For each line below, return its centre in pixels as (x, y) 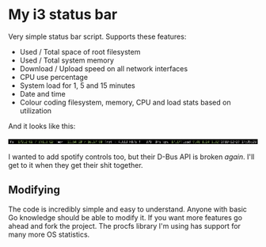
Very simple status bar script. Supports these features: (97, 36)
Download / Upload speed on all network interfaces (104, 68)
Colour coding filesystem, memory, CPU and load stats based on (125, 102)
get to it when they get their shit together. (76, 165)
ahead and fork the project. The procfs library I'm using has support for (125, 226)
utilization (36, 110)
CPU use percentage (54, 77)
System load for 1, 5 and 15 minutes (78, 85)
